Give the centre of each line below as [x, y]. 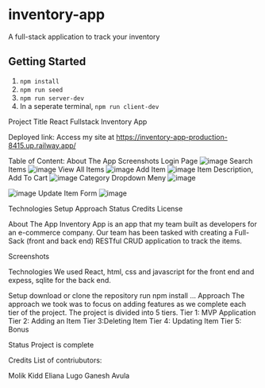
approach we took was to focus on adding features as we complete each [127, 304]
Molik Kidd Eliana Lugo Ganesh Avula [69, 375]
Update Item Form [68, 193]
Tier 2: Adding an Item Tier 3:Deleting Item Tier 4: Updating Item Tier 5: [125, 320]
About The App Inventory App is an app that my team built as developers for [133, 223]
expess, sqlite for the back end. [60, 280]
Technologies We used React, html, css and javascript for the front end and [131, 271]
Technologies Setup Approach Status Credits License [96, 208]
